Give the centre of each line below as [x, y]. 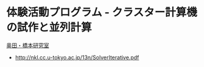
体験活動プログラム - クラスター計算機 [102, 12]
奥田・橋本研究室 [28, 45]
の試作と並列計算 [49, 27]
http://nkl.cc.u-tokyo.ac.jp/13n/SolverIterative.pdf [77, 57]
